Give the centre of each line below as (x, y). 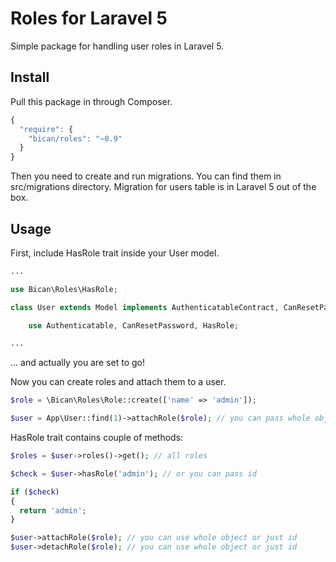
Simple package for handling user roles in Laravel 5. (117, 46)
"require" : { (46, 129)
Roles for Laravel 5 (89, 18)
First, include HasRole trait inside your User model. (115, 253)
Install (30, 77)
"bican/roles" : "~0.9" (75, 138)
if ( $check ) (35, 492)
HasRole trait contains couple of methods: (97, 438)
